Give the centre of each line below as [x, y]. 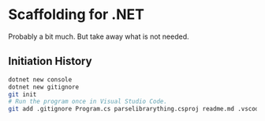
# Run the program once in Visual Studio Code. [88, 102]
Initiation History [50, 61]
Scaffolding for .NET [76, 15]
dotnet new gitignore [44, 87]
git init [22, 94]
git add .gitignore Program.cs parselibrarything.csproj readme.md [121, 109]
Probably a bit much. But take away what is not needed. [99, 36]
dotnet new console [40, 79]
